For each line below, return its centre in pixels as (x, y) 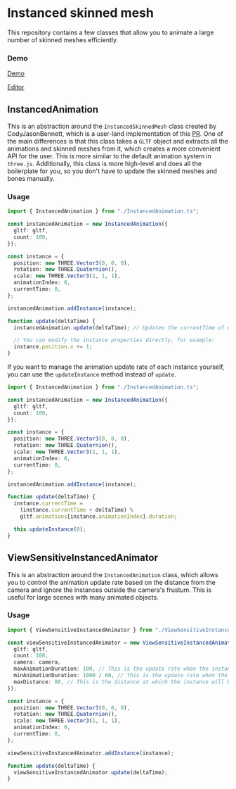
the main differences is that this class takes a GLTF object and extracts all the (118, 141)
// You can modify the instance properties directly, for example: (114, 340)
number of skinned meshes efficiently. (63, 39)
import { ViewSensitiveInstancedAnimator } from (80, 630)
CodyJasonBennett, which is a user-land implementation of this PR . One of (115, 134)
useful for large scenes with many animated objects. (83, 597)
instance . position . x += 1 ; (53, 347)
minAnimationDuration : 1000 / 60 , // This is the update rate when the (121, 676)
